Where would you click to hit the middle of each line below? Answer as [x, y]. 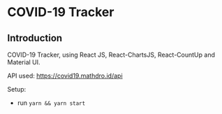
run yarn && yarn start [51, 103]
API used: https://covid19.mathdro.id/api [65, 76]
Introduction [35, 38]
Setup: [17, 89]
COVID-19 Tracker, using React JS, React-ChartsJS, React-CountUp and [111, 55]
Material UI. [24, 62]
